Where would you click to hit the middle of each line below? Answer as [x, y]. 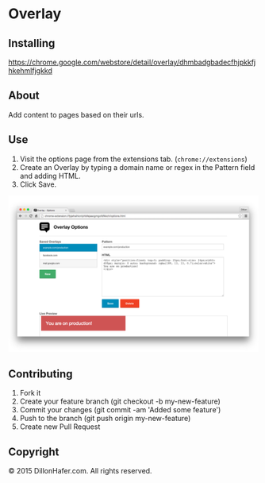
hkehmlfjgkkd [31, 71]
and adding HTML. [50, 176]
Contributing [40, 374]
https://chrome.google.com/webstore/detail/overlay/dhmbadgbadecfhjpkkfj [132, 62]
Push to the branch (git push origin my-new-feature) [105, 419]
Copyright [34, 452]
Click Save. [38, 184]
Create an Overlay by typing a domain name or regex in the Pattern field [137, 167]
